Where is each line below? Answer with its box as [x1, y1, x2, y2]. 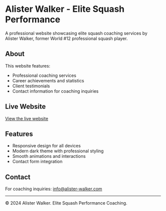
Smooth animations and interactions [12, 153, 86, 159]
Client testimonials [12, 83, 50, 89]
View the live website [5, 115, 48, 121]
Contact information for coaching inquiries [12, 88, 99, 94]
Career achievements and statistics [12, 77, 84, 83]
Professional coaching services [12, 72, 77, 78]
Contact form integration [12, 159, 63, 165]
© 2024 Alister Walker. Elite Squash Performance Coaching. [5, 200, 127, 206]
